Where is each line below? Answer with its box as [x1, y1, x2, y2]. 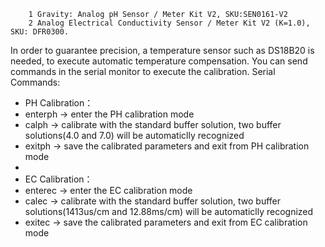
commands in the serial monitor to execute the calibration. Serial [10, 66, 276, 77]
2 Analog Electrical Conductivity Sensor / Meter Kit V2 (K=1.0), [28, 18, 311, 28]
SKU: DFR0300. [10, 27, 70, 37]
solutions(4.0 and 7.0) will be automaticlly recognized [24, 130, 245, 141]
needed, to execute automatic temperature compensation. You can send [10, 55, 308, 67]
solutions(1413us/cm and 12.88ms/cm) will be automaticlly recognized [24, 206, 314, 217]
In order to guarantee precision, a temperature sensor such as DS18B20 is [10, 45, 315, 56]
